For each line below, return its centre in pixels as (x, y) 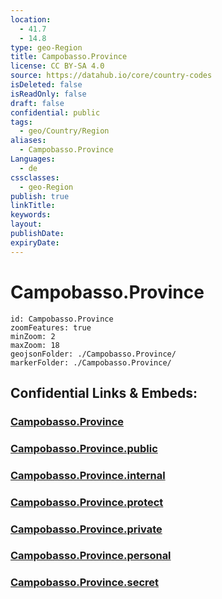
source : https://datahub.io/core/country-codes (111, 76)
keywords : (31, 215)
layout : (26, 224)
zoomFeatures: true (51, 327)
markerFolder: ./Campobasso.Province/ (91, 362)
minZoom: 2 (33, 336)
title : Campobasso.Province (69, 57)
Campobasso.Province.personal (91, 556)
